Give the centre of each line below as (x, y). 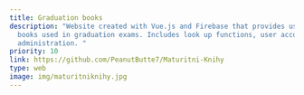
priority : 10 (34, 52)
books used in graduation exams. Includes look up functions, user (147, 34)
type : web (28, 69)
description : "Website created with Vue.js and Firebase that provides (147, 26)
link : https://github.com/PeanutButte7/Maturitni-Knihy (117, 60)
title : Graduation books (56, 18)
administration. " (52, 43)
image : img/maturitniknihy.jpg (68, 77)
